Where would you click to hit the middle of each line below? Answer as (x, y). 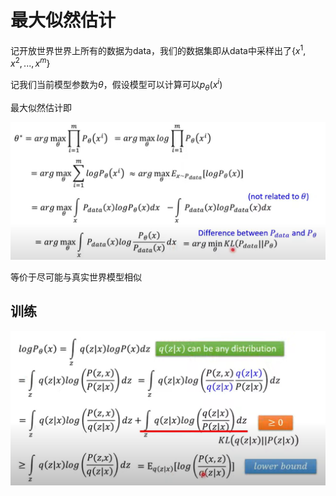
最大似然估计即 (41, 107)
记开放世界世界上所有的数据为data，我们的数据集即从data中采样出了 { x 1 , (158, 49)
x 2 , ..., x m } (30, 63)
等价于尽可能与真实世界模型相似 (76, 277)
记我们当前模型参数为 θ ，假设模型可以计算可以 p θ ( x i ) (116, 85)
